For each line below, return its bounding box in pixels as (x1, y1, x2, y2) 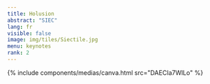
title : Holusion (7, 10, 54, 17)
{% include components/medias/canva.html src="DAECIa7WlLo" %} (7, 68, 204, 77)
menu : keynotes (7, 43, 52, 50)
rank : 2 (7, 50, 30, 57)
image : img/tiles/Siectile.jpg (7, 36, 98, 43)
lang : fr (7, 23, 33, 30)
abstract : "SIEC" (7, 17, 58, 24)
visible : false (7, 29, 52, 37)
